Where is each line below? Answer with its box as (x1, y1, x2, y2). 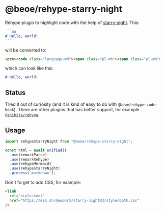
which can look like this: (5, 65, 54, 71)
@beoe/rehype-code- (117, 102, 158, 107)
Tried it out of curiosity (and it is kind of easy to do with (5, 101, 117, 107)
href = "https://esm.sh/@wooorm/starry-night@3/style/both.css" (9, 198, 139, 203)
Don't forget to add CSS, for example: (5, 180, 81, 186)
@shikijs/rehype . (5, 112, 40, 118)
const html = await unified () (5, 148, 67, 153)
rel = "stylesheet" (9, 193, 45, 198)
